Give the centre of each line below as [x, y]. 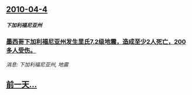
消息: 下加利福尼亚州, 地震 [37, 64]
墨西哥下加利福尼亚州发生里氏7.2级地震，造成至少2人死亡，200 [96, 42]
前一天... [22, 85]
